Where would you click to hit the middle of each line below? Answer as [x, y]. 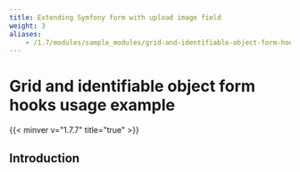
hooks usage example [92, 106]
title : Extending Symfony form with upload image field [115, 17]
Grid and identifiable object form [133, 86]
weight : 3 [28, 26]
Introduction [45, 158]
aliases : [25, 34]
